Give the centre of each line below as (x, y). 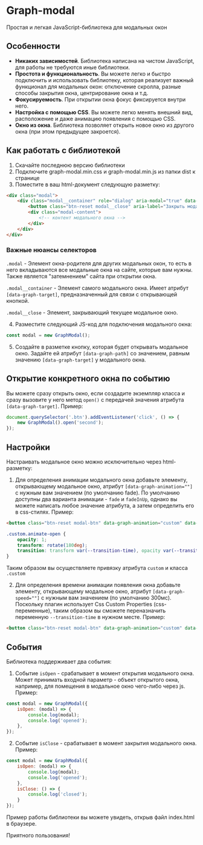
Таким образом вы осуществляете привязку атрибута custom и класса (97, 568)
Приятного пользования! (38, 835)
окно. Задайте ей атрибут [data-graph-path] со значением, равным (102, 353)
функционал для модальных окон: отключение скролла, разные (98, 86)
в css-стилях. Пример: (44, 512)
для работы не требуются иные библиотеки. (72, 67)
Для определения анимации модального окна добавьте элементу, (101, 480)
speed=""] (27, 598)
